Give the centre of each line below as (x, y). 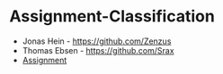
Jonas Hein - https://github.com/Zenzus (97, 41)
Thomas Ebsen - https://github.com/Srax (98, 50)
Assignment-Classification (112, 16)
